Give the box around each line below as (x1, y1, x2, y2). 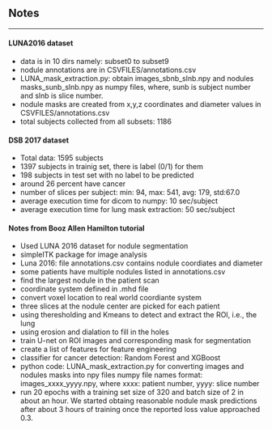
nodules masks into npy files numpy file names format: (19, 370, 203, 380)
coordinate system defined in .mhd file (19, 284, 149, 294)
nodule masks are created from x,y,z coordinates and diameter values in (19, 100, 261, 109)
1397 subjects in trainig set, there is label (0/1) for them (19, 162, 204, 172)
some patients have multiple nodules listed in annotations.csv (19, 267, 226, 277)
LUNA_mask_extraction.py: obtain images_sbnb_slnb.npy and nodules (19, 74, 254, 83)
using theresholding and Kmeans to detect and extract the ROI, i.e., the (19, 310, 257, 320)
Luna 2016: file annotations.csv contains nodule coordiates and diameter (19, 258, 263, 268)
